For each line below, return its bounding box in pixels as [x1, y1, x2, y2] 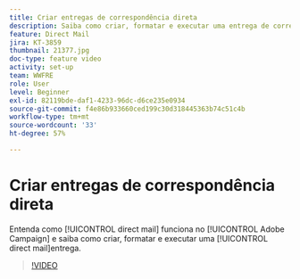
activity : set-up [9, 63, 74, 72]
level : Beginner [9, 87, 70, 96]
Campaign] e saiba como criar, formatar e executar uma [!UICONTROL [9, 233, 269, 243]
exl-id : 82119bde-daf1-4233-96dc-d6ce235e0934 [9, 95, 186, 105]
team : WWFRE [9, 71, 54, 80]
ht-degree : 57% [9, 129, 66, 138]
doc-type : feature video [9, 54, 102, 63]
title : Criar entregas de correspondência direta [9, 12, 198, 22]
